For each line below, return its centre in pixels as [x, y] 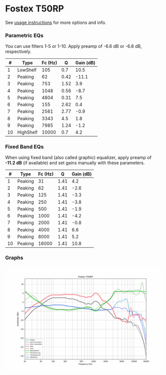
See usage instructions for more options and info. [56, 22]
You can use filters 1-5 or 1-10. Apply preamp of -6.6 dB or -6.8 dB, [74, 46]
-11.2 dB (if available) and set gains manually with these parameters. [75, 163]
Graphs [14, 258]
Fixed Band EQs [24, 147]
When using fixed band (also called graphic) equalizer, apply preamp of [78, 158]
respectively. [18, 52]
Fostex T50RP [35, 9]
